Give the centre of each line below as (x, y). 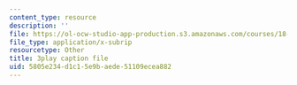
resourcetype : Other (47, 50)
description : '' (39, 26)
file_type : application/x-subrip (71, 42)
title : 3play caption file (59, 58)
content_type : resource (53, 17)
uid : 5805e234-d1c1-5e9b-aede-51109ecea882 (91, 67)
